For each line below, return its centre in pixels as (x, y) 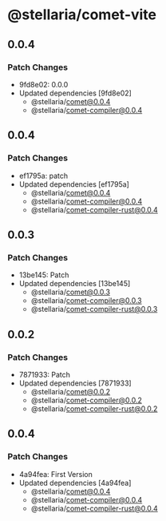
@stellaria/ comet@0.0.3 (71, 292)
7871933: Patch (45, 374)
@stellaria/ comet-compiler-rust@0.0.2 (94, 408)
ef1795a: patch (43, 176)
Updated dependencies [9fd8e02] (75, 93)
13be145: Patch (44, 275)
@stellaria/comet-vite (82, 15)
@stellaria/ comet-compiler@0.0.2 (87, 400)
